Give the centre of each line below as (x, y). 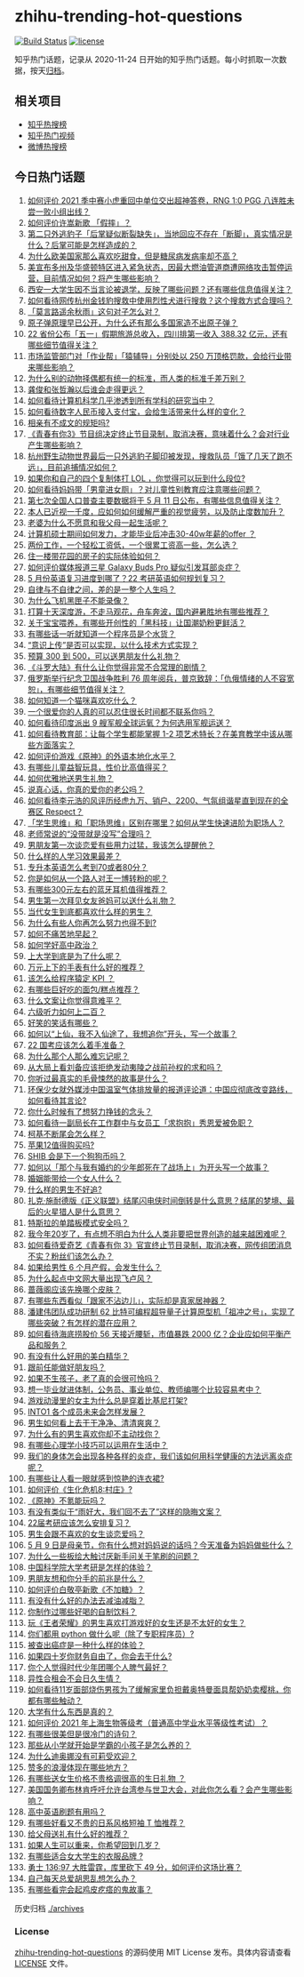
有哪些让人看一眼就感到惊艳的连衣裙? (96, 1478)
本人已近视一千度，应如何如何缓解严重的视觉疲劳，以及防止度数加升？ (156, 511)
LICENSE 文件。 (44, 1963)
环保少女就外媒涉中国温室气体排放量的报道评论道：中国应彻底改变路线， (160, 1089)
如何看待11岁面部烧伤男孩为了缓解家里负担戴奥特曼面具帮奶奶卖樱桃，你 (159, 1689)
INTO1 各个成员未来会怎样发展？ (86, 1412)
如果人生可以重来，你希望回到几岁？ (94, 1845)
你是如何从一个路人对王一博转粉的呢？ (97, 878)
